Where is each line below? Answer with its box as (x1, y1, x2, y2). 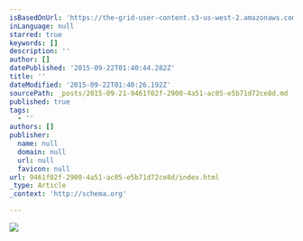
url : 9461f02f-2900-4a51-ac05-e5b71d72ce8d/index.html (9, 172, 220, 181)
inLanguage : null (9, 22, 75, 31)
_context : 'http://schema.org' (9, 190, 127, 199)
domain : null (17, 147, 67, 156)
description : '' (9, 47, 70, 56)
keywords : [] (9, 38, 59, 48)
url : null (17, 155, 54, 165)
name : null (17, 139, 59, 148)
